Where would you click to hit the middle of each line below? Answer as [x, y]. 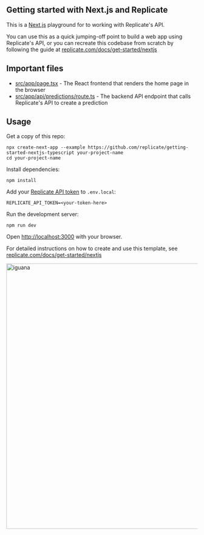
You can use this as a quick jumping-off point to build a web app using [94, 37]
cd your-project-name [34, 158]
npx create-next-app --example [46, 148]
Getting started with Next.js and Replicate [87, 10]
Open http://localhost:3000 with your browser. [64, 237]
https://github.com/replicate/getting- [138, 148]
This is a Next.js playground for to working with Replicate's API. [86, 24]
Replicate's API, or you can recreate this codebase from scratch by [90, 43]
